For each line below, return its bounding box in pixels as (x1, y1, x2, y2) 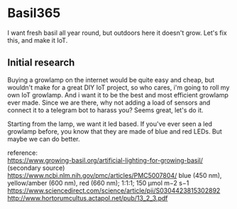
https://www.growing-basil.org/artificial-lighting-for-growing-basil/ (7, 156, 204, 164)
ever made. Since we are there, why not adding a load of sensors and (7, 98, 211, 107)
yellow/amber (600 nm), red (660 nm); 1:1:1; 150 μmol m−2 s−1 (7, 178, 189, 187)
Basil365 (7, 5, 61, 21)
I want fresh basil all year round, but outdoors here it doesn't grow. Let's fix (7, 28, 227, 37)
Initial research (7, 57, 75, 69)
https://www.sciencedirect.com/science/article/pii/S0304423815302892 (7, 186, 221, 195)
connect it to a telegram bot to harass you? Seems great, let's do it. (7, 105, 204, 114)
